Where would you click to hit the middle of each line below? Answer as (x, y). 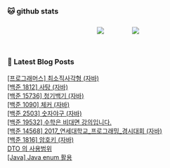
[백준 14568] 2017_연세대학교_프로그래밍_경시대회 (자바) (85, 131)
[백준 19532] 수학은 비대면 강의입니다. (60, 122)
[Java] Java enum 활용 (40, 157)
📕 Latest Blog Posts (41, 62)
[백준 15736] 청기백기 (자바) (46, 96)
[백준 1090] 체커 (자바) (39, 104)
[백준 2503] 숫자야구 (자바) (45, 113)
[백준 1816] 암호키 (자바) (41, 139)
